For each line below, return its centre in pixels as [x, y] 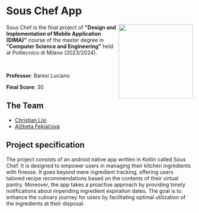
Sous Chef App [44, 11]
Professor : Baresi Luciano [38, 75]
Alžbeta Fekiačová [37, 126]
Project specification [45, 145]
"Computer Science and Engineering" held [60, 46]
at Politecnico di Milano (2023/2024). [52, 52]
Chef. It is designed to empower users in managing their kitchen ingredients [99, 166]
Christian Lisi [31, 120]
